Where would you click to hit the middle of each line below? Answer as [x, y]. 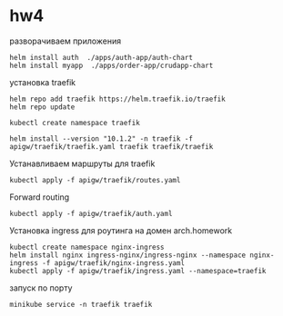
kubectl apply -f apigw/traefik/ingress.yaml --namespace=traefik [138, 271]
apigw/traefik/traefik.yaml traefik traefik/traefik [111, 146]
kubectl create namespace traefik [75, 123]
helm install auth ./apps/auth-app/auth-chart [101, 57]
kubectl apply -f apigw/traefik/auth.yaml [91, 213]
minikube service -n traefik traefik [81, 304]
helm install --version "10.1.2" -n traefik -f [101, 138]
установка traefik [43, 82]
